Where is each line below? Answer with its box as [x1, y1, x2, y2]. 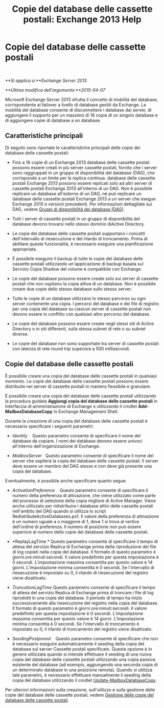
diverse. [12, 331, 29, 337]
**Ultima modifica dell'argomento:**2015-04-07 [5, 87, 105, 93]
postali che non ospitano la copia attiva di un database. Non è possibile [12, 280, 156, 286]
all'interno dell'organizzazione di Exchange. [12, 443, 100, 449]
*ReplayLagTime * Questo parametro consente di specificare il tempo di [12, 538, 158, 544]
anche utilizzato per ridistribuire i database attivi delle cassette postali [12, 503, 153, 508]
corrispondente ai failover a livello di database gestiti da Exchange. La [5, 101, 146, 107]
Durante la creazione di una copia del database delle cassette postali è [5, 418, 148, 424]
